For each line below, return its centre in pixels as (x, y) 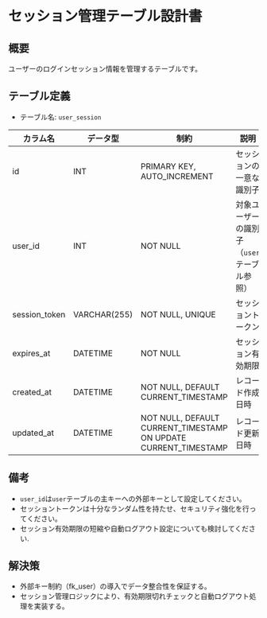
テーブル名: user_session (60, 117)
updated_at (33, 433)
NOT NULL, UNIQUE (178, 314)
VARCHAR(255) (103, 314)
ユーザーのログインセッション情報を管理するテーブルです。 (105, 69)
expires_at (31, 353)
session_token (39, 314)
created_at (32, 392)
